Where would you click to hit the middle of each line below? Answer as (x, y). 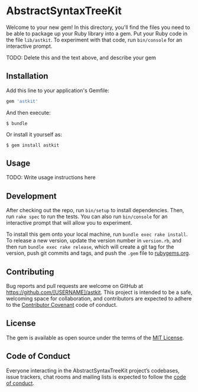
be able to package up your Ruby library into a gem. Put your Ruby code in (97, 33)
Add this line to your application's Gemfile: (58, 90)
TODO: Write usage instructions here (51, 177)
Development (32, 196)
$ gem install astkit (33, 145)
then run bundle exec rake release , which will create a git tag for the (90, 247)
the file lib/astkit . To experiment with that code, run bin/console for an (94, 40)
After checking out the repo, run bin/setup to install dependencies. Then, (95, 210)
